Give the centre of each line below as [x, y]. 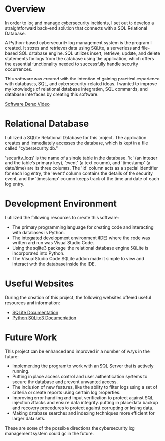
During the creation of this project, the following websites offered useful [78, 297]
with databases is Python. [38, 232]
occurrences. [19, 69]
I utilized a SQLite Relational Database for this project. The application [76, 137]
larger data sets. [29, 418]
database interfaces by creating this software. [52, 94]
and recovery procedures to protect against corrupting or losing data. [83, 408]
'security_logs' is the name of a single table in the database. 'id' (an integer [81, 158]
